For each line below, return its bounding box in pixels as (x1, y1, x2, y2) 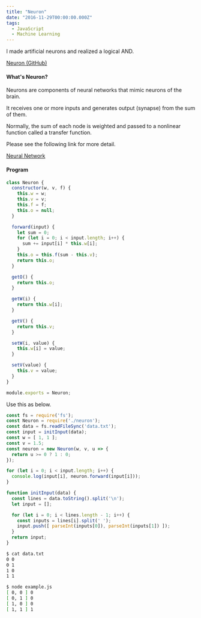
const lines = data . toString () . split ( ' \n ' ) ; (11, 495, 125, 501)
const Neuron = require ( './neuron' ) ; (6, 418, 101, 424)
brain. (6, 93, 21, 100)
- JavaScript (11, 25, 44, 32)
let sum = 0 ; (17, 229, 50, 235)
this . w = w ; (17, 191, 47, 197)
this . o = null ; (17, 207, 55, 214)
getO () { (11, 274, 34, 280)
